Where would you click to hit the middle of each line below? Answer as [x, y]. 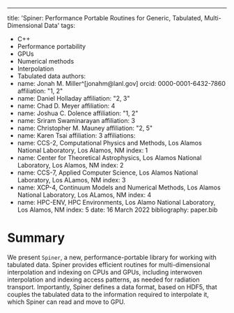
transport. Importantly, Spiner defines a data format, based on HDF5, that [112, 286]
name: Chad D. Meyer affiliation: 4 [66, 106]
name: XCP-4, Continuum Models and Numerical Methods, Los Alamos [119, 187]
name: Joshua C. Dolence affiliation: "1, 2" [78, 113]
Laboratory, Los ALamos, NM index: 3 [71, 180]
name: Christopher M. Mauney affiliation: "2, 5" [85, 128]
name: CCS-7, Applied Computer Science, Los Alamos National [108, 173]
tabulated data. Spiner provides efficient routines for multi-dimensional [109, 264]
